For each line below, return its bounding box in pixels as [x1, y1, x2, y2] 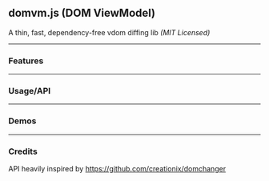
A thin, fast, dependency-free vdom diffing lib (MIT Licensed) [8, 27, 211, 37]
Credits [8, 146, 38, 157]
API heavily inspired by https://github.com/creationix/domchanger [8, 164, 227, 173]
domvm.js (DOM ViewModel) [8, 6, 156, 20]
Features [8, 55, 44, 66]
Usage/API [8, 86, 51, 97]
